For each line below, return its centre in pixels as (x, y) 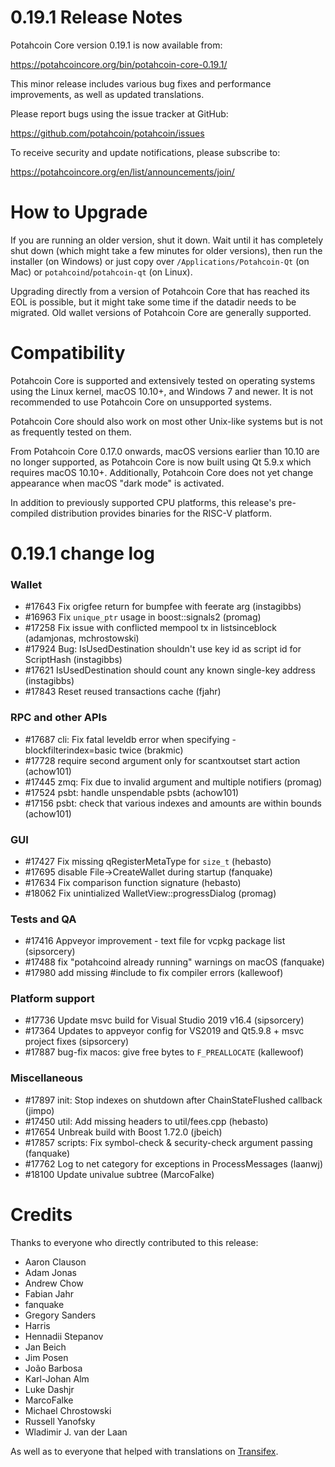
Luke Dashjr (49, 1389)
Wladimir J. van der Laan (76, 1432)
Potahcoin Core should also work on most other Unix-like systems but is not (166, 421)
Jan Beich (45, 1347)
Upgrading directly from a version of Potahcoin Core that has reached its (160, 291)
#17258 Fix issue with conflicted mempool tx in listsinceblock (150, 628)
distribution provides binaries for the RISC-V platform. (161, 513)
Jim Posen (46, 1357)
